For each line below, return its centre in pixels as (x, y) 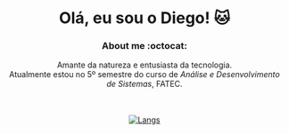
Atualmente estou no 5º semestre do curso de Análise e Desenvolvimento (144, 75)
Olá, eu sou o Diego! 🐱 (144, 18)
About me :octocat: (144, 46)
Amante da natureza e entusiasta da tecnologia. (144, 65)
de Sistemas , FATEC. (144, 84)
